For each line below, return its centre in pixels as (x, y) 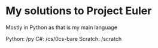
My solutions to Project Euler (79, 11)
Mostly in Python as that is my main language (62, 27)
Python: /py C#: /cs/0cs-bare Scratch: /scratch (64, 39)
